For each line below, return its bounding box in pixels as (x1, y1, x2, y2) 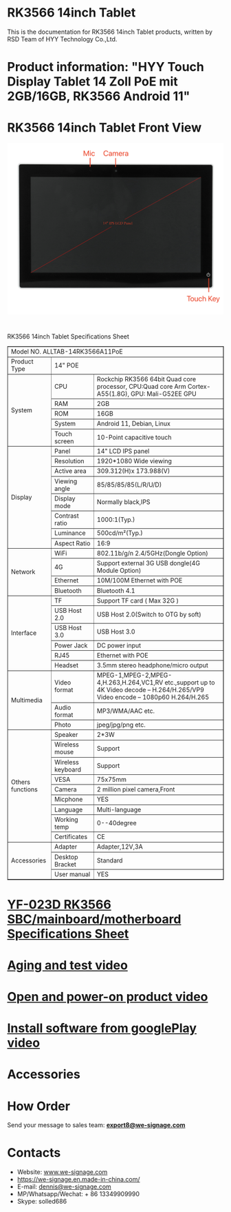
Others (11, 778, 31, 787)
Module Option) (96, 567, 142, 575)
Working (54, 815, 78, 823)
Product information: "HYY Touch (7, 59, 204, 75)
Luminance (54, 529, 86, 537)
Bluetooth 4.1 (96, 586, 135, 594)
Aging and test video (7, 957, 129, 973)
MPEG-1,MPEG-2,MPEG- (96, 671, 173, 680)
